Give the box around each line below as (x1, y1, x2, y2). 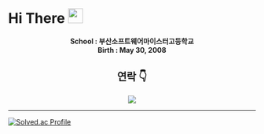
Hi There (8, 9, 65, 28)
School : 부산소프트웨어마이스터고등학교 (70, 36, 194, 46)
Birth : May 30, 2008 (97, 45, 167, 54)
